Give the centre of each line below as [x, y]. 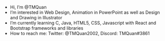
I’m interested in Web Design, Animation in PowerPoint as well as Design [85, 12]
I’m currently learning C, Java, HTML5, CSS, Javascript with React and [83, 23]
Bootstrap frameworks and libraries [47, 28]
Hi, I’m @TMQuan [28, 7]
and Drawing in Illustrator [36, 18]
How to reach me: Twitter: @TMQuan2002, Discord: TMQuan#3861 [80, 33]
